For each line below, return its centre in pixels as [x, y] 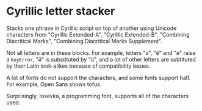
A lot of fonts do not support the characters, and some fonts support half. [99, 77]
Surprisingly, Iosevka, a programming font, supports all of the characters [98, 96]
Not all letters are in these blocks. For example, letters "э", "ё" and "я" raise [101, 52]
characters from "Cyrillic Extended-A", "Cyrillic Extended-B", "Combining [98, 34]
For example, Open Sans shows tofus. [54, 84]
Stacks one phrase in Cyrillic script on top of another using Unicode [92, 28]
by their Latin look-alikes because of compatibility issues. [78, 66]
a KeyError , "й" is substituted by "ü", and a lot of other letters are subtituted [101, 59]
